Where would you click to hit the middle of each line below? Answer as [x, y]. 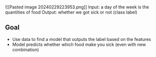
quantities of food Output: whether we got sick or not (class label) [71, 12]
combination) [25, 49]
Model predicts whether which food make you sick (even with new [79, 44]
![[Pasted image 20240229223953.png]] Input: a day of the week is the [77, 7]
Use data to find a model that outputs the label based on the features [82, 39]
